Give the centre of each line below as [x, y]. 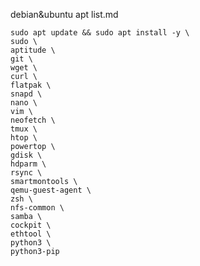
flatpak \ [31, 85]
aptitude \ [33, 50]
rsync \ [26, 173]
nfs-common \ [37, 208]
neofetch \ [33, 120]
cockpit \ [31, 225]
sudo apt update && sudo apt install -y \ [100, 33]
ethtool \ [31, 234]
